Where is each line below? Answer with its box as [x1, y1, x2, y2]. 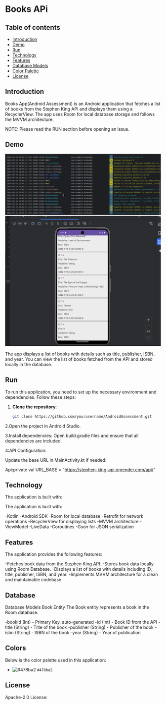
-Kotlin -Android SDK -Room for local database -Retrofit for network [5, 513, 144, 519]
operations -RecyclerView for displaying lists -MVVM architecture [5, 519, 139, 525]
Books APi [5, 3, 48, 15]
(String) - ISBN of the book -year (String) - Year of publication [14, 629, 141, 635]
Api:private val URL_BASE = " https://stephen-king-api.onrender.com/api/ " [5, 467, 156, 473]
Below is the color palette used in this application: [5, 657, 106, 663]
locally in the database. [5, 361, 53, 367]
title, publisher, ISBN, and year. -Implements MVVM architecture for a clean [5, 571, 158, 578]
